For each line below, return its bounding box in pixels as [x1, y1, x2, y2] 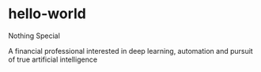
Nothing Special [8, 31, 61, 40]
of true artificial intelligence [8, 55, 97, 64]
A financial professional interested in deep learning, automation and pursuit [8, 46, 253, 55]
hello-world [8, 5, 87, 23]
